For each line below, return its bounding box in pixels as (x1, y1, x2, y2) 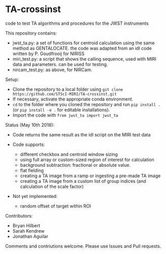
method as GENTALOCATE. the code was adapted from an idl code (12, 45, 152, 51)
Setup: (5, 76, 19, 82)
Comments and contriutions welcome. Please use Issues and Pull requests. (5, 243, 161, 249)
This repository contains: (5, 30, 57, 36)
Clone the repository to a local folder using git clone (12, 86, 123, 92)
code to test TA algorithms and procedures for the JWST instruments (5, 20, 149, 26)
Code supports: (12, 141, 45, 147)
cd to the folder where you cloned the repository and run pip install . (12, 101, 160, 107)
